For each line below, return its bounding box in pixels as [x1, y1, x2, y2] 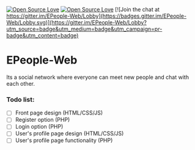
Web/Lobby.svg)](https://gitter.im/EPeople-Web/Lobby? [6, 19, 147, 26]
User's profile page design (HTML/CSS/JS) [15, 130, 124, 137]
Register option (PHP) [15, 116, 70, 124]
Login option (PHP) [15, 123, 64, 130]
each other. [6, 80, 35, 87]
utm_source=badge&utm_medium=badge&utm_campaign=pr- [6, 25, 163, 32]
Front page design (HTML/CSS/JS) [15, 109, 103, 116]
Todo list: [6, 95, 35, 103]
